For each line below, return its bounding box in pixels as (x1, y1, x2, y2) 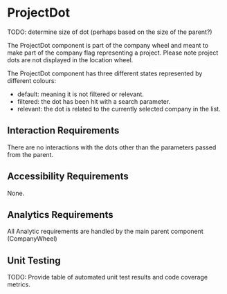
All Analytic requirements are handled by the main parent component (7, 227, 204, 236)
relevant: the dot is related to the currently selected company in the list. (17, 104, 221, 113)
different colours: (7, 76, 57, 84)
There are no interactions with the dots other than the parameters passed (7, 143, 217, 151)
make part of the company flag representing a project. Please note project (7, 48, 219, 57)
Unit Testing (7, 255, 61, 266)
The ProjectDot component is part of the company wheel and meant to (7, 41, 209, 49)
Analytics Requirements (7, 209, 113, 221)
